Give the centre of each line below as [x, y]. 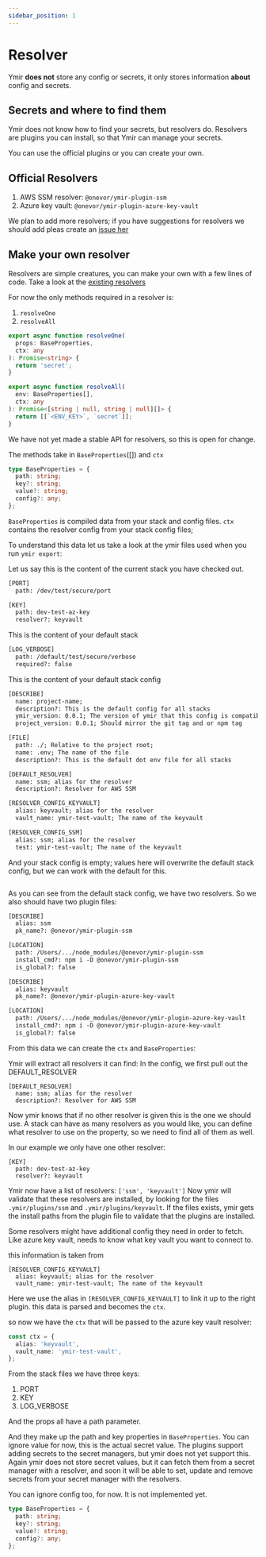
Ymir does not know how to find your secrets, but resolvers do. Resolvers [128, 129]
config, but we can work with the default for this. [87, 871]
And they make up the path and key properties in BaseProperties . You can [129, 1437]
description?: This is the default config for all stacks [113, 709]
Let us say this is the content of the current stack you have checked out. [126, 568]
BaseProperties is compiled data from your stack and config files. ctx [121, 521]
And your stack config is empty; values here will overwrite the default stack [131, 862]
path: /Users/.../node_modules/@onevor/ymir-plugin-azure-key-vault [131, 1018]
